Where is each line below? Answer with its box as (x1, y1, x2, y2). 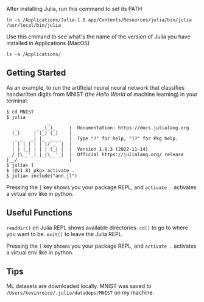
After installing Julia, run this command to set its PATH (6, 5, 142, 12)
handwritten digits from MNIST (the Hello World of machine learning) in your (6, 90, 198, 98)
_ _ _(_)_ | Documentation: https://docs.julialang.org (14, 124, 189, 131)
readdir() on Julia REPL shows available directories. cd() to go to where (6, 224, 189, 231)
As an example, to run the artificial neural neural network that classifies (6, 84, 185, 91)
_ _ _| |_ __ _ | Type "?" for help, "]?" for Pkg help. (14, 135, 178, 142)
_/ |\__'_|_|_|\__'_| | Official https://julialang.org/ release (9, 151, 184, 157)
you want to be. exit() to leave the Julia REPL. (6, 230, 124, 237)
